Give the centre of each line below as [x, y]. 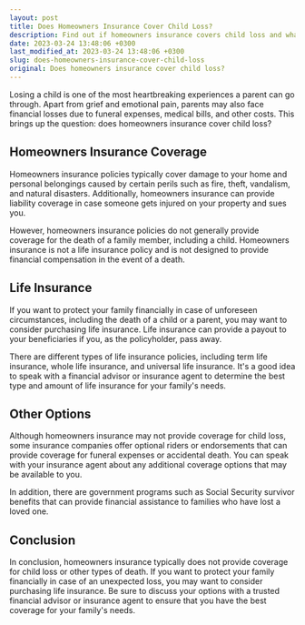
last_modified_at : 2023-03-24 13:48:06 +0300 [97, 52]
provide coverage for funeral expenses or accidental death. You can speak [149, 455]
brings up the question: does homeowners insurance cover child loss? [141, 123]
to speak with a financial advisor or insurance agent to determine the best [148, 376]
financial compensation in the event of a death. [97, 259]
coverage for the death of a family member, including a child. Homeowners [149, 240]
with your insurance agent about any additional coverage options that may [148, 465]
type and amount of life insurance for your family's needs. [118, 385]
